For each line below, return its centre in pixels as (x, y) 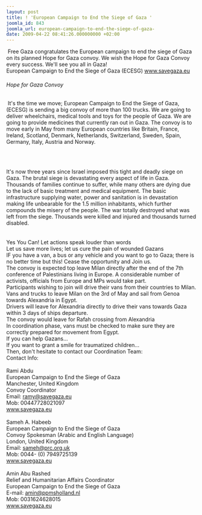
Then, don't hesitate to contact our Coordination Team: (74, 352)
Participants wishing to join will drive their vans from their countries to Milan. (101, 287)
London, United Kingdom (37, 441)
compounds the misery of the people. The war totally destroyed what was (98, 210)
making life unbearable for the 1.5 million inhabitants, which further (89, 204)
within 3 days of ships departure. (47, 313)
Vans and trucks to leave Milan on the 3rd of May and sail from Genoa (93, 294)
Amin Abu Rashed (29, 474)
